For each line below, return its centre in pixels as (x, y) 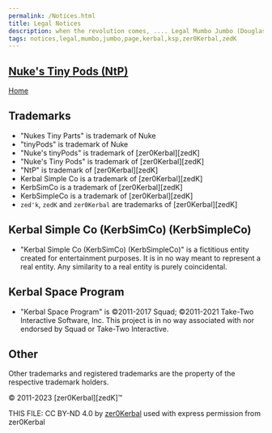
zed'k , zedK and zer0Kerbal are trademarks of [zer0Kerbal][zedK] (129, 204)
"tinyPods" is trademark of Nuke (74, 144)
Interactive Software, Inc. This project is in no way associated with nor (137, 320)
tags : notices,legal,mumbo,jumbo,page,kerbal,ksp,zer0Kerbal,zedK (123, 38)
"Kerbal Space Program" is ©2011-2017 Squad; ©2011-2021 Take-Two (137, 312)
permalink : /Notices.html (52, 16)
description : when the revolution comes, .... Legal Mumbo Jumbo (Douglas (137, 31)
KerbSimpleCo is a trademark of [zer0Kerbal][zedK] (106, 196)
